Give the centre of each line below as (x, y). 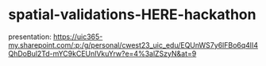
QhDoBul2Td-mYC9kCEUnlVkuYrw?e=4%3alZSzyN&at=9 (102, 53)
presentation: (30, 37)
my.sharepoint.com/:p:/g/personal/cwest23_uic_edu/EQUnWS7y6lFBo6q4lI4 (133, 45)
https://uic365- (78, 37)
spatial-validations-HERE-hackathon (132, 15)
